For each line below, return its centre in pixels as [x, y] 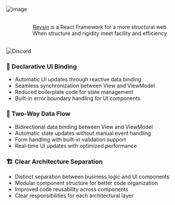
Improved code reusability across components [71, 189]
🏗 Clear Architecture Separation [54, 162]
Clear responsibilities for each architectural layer [74, 195]
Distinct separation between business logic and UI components [92, 176]
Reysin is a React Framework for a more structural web [100, 27]
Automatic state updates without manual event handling [83, 133]
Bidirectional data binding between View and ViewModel [84, 127]
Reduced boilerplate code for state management [74, 92]
